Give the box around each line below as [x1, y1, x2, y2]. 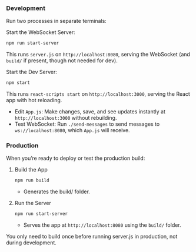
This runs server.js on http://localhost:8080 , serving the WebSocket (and [6, 51, 190, 58]
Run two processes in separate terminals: [6, 18, 107, 25]
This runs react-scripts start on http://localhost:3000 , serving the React [6, 90, 190, 98]
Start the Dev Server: [6, 69, 57, 76]
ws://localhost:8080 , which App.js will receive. [14, 127, 131, 134]
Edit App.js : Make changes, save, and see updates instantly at [14, 108, 166, 115]
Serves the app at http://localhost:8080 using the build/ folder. [23, 221, 181, 229]
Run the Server [14, 200, 51, 207]
